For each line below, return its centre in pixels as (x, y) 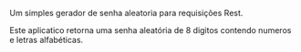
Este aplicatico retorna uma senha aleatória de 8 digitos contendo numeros (150, 30)
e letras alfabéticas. (47, 40)
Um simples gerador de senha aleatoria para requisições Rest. (126, 13)
